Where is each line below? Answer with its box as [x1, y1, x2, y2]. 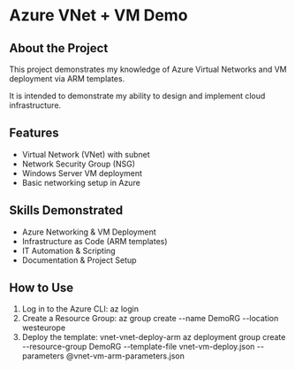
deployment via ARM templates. [9, 73, 125, 84]
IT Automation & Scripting [21, 245, 117, 256]
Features [9, 126, 59, 141]
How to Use [9, 281, 74, 296]
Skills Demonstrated [9, 203, 124, 218]
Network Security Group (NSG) [21, 158, 135, 169]
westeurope [21, 322, 66, 333]
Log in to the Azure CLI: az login [21, 304, 140, 314]
